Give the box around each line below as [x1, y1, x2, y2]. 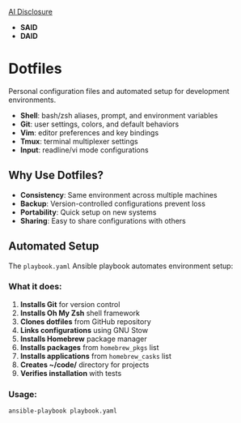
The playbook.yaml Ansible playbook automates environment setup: [8, 261, 234, 271]
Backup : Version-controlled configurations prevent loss [19, 199, 206, 208]
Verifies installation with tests [19, 368, 122, 378]
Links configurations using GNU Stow [19, 325, 148, 335]
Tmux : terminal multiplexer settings [19, 136, 139, 146]
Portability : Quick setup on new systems [19, 207, 157, 217]
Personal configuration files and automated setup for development [8, 86, 230, 96]
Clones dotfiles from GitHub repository [19, 316, 151, 327]
